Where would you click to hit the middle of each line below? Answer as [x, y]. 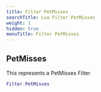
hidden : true [23, 29]
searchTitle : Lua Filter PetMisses [51, 17]
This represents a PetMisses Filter [48, 73]
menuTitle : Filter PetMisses [43, 34]
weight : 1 [19, 23]
